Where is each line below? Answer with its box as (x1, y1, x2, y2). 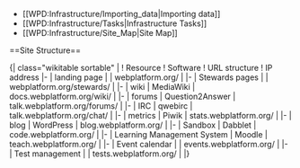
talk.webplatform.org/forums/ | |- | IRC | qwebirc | (9, 101, 193, 111)
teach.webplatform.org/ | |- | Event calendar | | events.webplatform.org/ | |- (9, 139, 289, 149)
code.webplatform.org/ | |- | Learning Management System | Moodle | (9, 129, 268, 139)
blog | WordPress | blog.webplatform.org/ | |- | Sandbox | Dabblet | (9, 119, 257, 130)
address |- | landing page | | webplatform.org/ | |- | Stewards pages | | (9, 72, 269, 83)
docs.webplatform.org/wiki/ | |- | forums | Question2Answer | (9, 91, 236, 102)
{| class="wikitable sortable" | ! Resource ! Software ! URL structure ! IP (9, 63, 273, 73)
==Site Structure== (9, 45, 82, 56)
